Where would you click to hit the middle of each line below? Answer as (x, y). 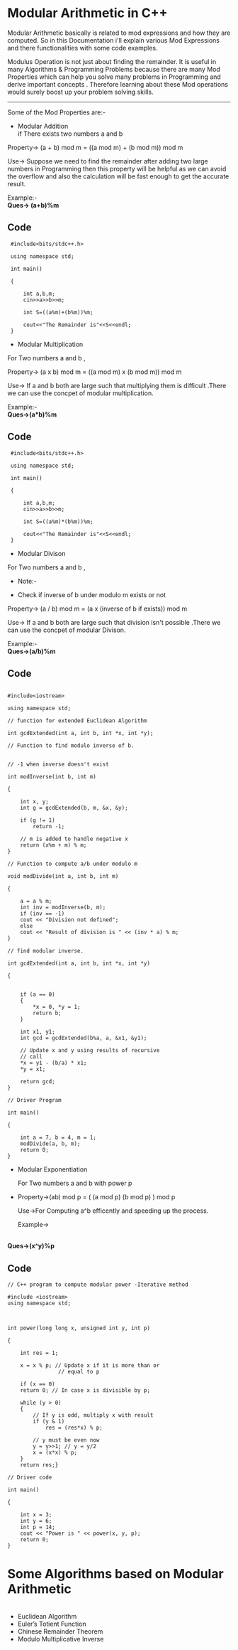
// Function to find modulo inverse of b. (71, 746)
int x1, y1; (38, 1032)
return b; (47, 1013)
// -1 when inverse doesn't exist (58, 765)
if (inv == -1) (42, 914)
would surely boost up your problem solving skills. (80, 92)
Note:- (27, 581)
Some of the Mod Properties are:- (57, 112)
